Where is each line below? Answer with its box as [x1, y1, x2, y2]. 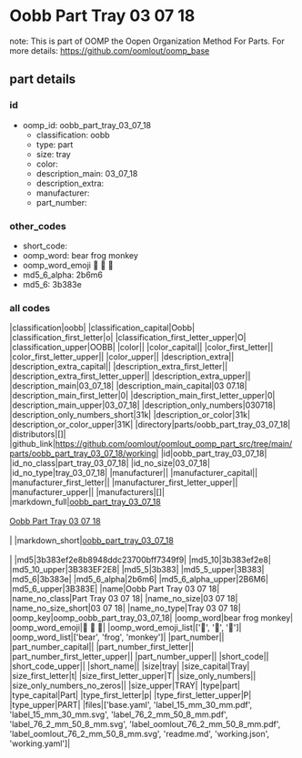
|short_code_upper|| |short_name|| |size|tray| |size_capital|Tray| [9, 661, 250, 672]
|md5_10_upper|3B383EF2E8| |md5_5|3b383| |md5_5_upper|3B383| [9, 564, 265, 575]
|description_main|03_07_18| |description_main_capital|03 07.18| [9, 380, 247, 391]
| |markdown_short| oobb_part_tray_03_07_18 [9, 535, 175, 546]
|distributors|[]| [9, 429, 66, 440]
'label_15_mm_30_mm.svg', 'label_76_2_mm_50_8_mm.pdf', [9, 709, 228, 720]
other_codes [9, 219, 66, 232]
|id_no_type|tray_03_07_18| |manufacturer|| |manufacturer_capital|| [9, 468, 258, 479]
